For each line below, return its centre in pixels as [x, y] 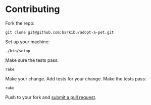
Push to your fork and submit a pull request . [51, 97]
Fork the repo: [20, 23]
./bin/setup [18, 51]
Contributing [33, 9]
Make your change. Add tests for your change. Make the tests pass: [76, 78]
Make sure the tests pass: [32, 60]
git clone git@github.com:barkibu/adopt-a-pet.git [60, 32]
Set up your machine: [28, 42]
